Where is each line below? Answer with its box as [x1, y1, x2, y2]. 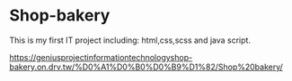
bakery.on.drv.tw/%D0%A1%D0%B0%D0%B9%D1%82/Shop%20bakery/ [9, 61, 283, 72]
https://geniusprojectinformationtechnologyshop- [9, 52, 193, 62]
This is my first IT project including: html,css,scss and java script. [9, 35, 252, 45]
